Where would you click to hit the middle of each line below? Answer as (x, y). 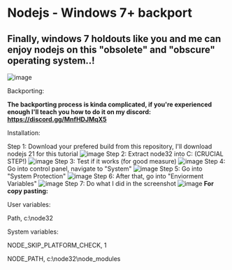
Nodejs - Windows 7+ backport (100, 13)
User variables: (29, 205)
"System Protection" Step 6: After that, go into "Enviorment (106, 176)
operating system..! (51, 61)
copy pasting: (28, 191)
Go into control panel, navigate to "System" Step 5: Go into (105, 169)
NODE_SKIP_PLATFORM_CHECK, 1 (57, 245)
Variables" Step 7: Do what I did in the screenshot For (111, 184)
